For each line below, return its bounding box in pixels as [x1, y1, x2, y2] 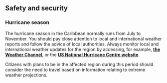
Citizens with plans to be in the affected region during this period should [5, 61, 154, 67]
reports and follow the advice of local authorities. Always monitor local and [5, 41, 159, 47]
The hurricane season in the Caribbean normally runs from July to [5, 30, 141, 36]
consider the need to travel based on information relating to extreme [5, 66, 146, 72]
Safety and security [5, 4, 68, 12]
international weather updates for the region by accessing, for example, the [5, 46, 161, 52]
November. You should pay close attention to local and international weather [5, 35, 162, 41]
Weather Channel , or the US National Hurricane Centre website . [5, 51, 140, 57]
